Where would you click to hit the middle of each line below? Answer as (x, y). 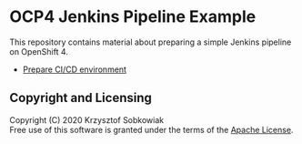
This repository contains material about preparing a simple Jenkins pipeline (151, 42)
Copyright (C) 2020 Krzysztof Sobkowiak (87, 119)
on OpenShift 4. (39, 51)
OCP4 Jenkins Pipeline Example (133, 17)
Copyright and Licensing (81, 98)
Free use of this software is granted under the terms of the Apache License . (151, 129)
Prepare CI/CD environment (75, 69)
